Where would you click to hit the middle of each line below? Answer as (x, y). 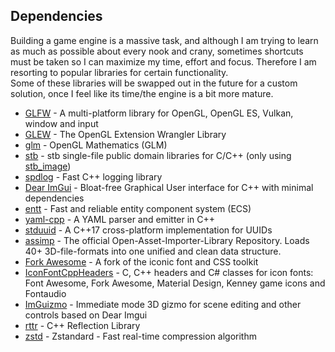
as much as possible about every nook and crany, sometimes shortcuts (157, 51)
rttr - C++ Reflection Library (82, 325)
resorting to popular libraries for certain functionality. (119, 72)
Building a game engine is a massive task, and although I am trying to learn (164, 40)
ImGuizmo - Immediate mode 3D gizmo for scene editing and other (163, 304)
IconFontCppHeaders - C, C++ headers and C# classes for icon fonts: (169, 272)
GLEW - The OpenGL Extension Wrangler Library (125, 134)
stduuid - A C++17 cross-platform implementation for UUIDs (148, 230)
